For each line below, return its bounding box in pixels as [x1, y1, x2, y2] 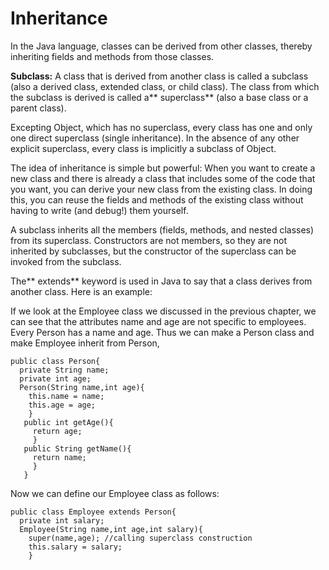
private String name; [19, 365, 110, 375]
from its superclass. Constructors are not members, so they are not [10, 234, 288, 246]
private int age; [19, 373, 92, 384]
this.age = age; [28, 400, 97, 410]
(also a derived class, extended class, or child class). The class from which [10, 80, 320, 92]
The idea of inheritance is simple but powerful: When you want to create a [10, 162, 316, 174]
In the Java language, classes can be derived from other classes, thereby [10, 40, 313, 52]
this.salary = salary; [28, 542, 123, 552]
